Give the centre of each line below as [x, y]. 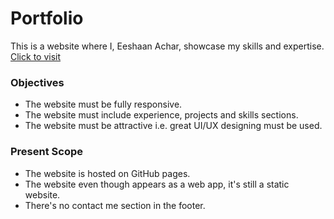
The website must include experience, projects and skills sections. [161, 115]
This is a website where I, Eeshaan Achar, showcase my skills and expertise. [167, 46]
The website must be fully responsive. [103, 104]
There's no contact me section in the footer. [115, 205]
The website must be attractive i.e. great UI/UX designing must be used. [173, 126]
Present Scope [46, 152]
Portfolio [47, 18]
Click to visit [36, 56]
